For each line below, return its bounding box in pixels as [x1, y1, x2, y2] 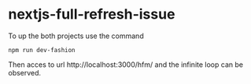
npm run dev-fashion [8, 46, 76, 54]
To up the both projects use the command [8, 31, 144, 40]
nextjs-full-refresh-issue [8, 5, 175, 23]
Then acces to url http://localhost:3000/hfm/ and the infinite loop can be [8, 60, 244, 69]
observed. [8, 68, 42, 77]
